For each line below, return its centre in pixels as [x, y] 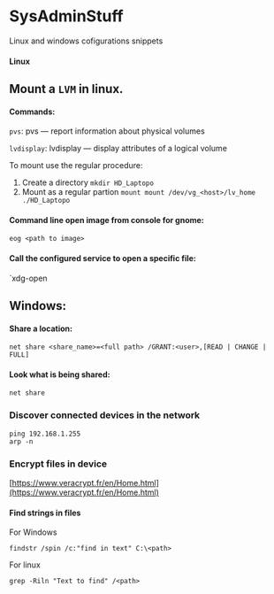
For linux [25, 565]
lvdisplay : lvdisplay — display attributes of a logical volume [118, 149]
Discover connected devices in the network [105, 415]
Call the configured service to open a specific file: [103, 258]
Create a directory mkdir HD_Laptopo [88, 182]
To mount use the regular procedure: [76, 166]
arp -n [21, 441]
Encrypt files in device [58, 464]
